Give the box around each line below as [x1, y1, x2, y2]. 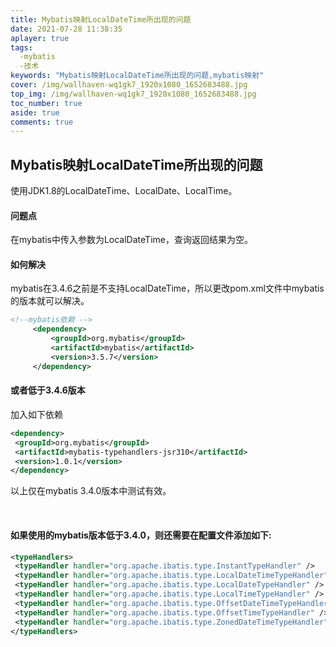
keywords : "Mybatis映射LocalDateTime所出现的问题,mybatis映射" [10, 71, 265, 81]
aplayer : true [10, 33, 70, 43]
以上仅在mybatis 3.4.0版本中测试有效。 [10, 485, 172, 497]
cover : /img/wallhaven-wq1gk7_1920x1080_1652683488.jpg [10, 80, 248, 90]
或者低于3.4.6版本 [10, 384, 86, 396]
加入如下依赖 [10, 408, 63, 420]
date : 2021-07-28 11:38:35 [10, 24, 123, 34]
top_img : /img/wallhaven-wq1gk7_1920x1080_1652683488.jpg [10, 89, 257, 99]
